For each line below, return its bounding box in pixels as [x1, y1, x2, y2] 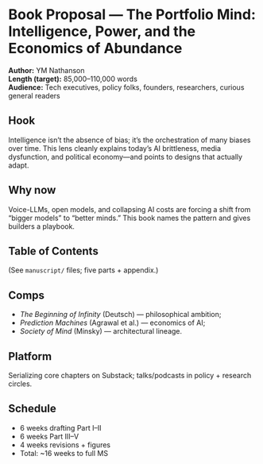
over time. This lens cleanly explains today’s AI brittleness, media [8, 143, 221, 153]
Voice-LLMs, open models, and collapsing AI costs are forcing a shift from [8, 204, 251, 214]
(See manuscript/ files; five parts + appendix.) [8, 265, 159, 275]
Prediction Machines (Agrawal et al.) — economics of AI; [19, 318, 206, 327]
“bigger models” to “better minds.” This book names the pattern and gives [8, 213, 251, 222]
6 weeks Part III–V [19, 431, 79, 441]
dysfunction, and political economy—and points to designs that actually [8, 152, 243, 161]
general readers [8, 91, 61, 100]
